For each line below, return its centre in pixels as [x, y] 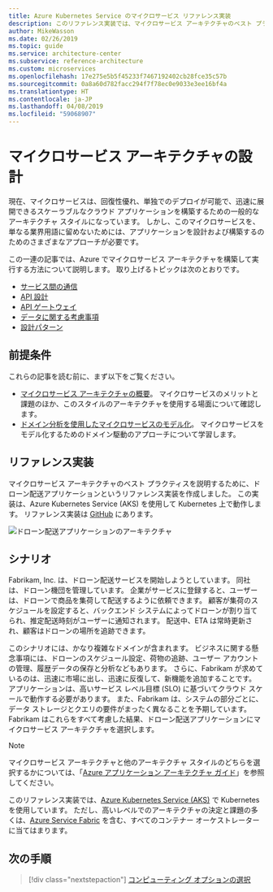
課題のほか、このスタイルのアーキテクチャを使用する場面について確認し [141, 404]
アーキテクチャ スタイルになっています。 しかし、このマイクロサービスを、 [134, 221]
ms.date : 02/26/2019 [43, 39]
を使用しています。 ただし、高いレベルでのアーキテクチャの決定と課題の [130, 810]
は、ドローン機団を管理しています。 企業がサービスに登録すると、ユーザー [133, 591]
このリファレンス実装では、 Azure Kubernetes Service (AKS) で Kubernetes [134, 800]
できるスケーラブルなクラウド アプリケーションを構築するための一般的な [137, 211]
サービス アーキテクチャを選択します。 [94, 730]
